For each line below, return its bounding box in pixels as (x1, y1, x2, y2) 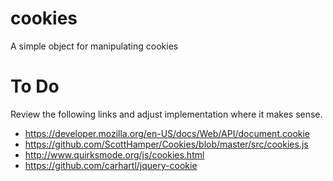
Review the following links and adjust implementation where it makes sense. (10, 108, 323, 120)
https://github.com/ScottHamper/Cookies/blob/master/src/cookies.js (24, 138, 309, 150)
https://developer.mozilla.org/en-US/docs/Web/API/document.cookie (24, 127, 311, 139)
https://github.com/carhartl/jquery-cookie (24, 159, 198, 171)
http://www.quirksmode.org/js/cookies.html (24, 148, 205, 161)
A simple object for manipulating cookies (10, 40, 179, 52)
